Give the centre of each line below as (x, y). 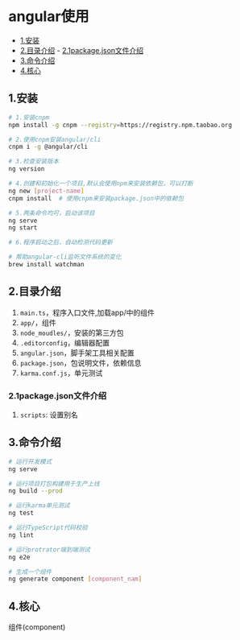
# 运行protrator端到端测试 (49, 549)
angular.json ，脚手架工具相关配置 (77, 353)
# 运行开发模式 (30, 461)
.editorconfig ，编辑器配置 (65, 342)
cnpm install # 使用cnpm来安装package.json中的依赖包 (96, 198)
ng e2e (19, 557)
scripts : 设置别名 (49, 415)
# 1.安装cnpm (29, 118)
